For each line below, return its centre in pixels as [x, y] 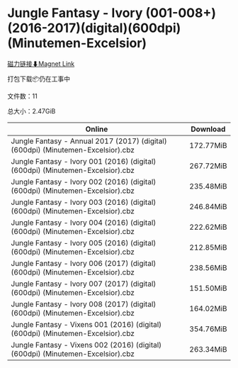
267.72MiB [208, 166]
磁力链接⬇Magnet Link [41, 63]
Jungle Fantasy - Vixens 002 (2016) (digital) [86, 345]
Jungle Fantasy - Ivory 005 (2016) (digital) [84, 242]
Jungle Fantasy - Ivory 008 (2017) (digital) [84, 304]
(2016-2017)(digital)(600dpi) [94, 28]
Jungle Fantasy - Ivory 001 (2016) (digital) [84, 161]
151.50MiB [208, 288]
